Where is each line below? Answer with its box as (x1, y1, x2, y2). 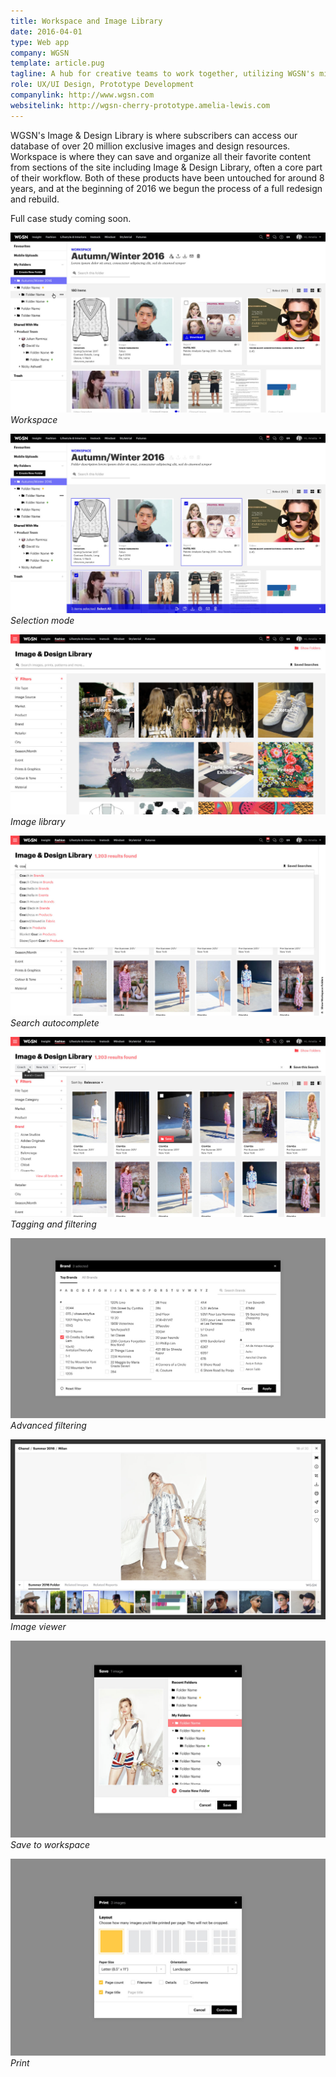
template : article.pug (10, 58, 105, 69)
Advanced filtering (10, 1420, 87, 1432)
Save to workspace (10, 1839, 91, 1851)
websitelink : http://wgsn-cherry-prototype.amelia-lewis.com (10, 100, 271, 110)
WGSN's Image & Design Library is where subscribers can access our (10, 129, 298, 141)
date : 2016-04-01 (10, 26, 83, 37)
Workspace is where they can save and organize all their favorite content (10, 150, 312, 162)
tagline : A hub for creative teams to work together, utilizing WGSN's (10, 69, 315, 79)
